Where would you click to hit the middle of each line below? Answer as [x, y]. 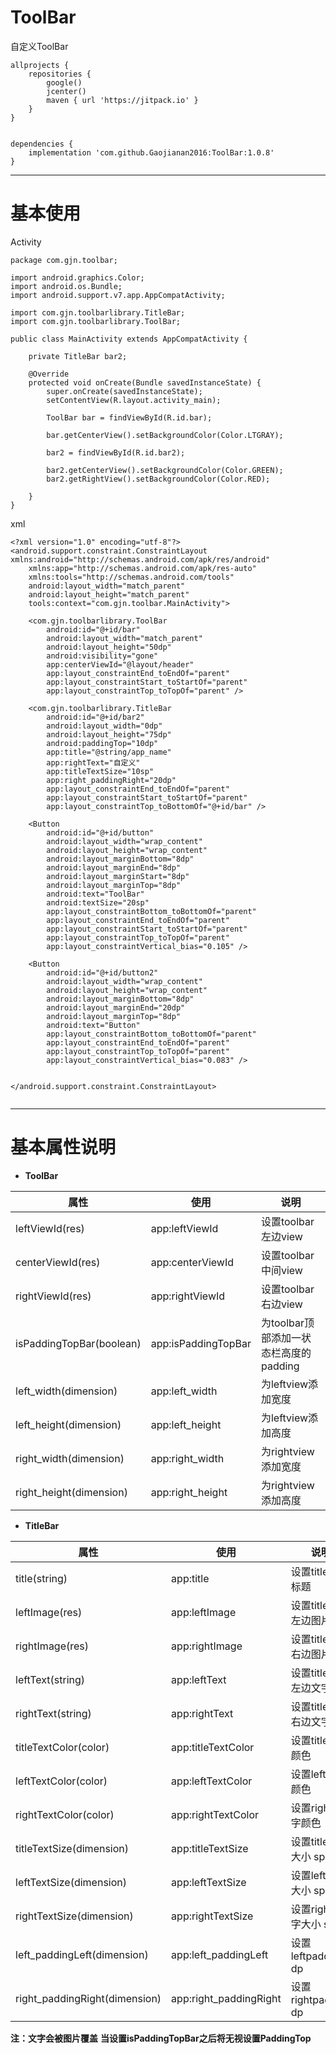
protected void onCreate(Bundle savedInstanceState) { [145, 382]
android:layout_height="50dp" [109, 647]
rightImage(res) [52, 1646]
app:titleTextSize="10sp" [100, 771]
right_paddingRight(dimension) [88, 1998]
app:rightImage [207, 1646]
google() [64, 82]
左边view [281, 1236]
